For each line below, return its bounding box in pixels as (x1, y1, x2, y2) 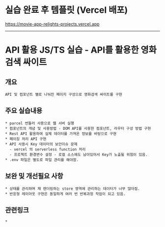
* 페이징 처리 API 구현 (5, 136, 47, 142)
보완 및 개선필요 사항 (5, 172, 63, 180)
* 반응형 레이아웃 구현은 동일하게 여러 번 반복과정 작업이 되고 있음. (5, 191, 126, 197)
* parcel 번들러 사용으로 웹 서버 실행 (5, 121, 75, 126)
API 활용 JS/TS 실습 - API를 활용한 (5, 45, 139, 56)
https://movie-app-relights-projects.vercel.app (5, 21, 100, 27)
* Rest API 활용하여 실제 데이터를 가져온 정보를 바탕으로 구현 (5, 131, 117, 136)
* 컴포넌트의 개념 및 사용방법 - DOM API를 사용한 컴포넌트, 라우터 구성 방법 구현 (5, 126, 151, 131)
